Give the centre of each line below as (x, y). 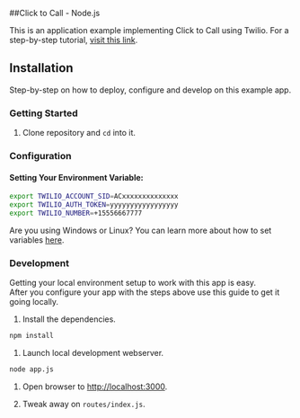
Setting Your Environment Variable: (76, 177)
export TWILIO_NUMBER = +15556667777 (76, 213)
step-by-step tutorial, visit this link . (74, 40)
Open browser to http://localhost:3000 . (95, 387)
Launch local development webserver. (93, 353)
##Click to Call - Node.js (55, 13)
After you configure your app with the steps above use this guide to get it (145, 292)
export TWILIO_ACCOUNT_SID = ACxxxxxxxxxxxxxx (94, 197)
